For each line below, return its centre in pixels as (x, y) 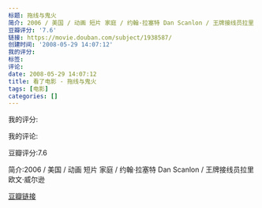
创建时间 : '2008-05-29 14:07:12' (61, 45)
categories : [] (33, 96)
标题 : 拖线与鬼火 (32, 15)
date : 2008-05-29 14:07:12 (52, 74)
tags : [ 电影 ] (28, 89)
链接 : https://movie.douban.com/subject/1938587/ (90, 37)
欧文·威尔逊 (27, 180)
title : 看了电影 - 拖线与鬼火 (52, 81)
